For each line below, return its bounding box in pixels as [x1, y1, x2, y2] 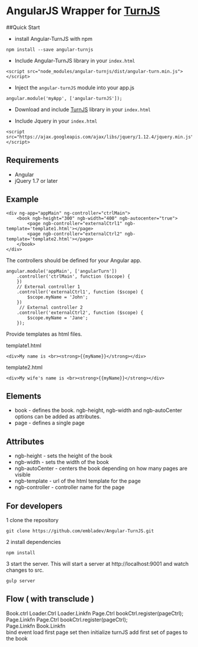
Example [6, 194, 39, 205]
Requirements [6, 155, 59, 165]
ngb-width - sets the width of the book [14, 459, 109, 466]
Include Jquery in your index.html [14, 117, 98, 124]
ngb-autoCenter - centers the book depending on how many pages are [14, 465, 187, 472]
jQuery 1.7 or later [14, 177, 58, 184]
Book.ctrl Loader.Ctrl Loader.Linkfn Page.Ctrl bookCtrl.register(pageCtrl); [6, 610, 184, 617]
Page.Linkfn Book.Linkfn [6, 622, 66, 629]
